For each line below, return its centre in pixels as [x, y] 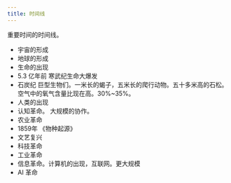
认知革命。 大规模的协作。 [55, 111]
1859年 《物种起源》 [47, 128]
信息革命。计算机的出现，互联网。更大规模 [79, 163]
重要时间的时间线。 [35, 34]
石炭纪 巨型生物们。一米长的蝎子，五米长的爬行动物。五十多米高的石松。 [122, 84]
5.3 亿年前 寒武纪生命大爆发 [57, 76]
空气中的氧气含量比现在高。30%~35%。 [76, 93]
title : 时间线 [26, 14]
